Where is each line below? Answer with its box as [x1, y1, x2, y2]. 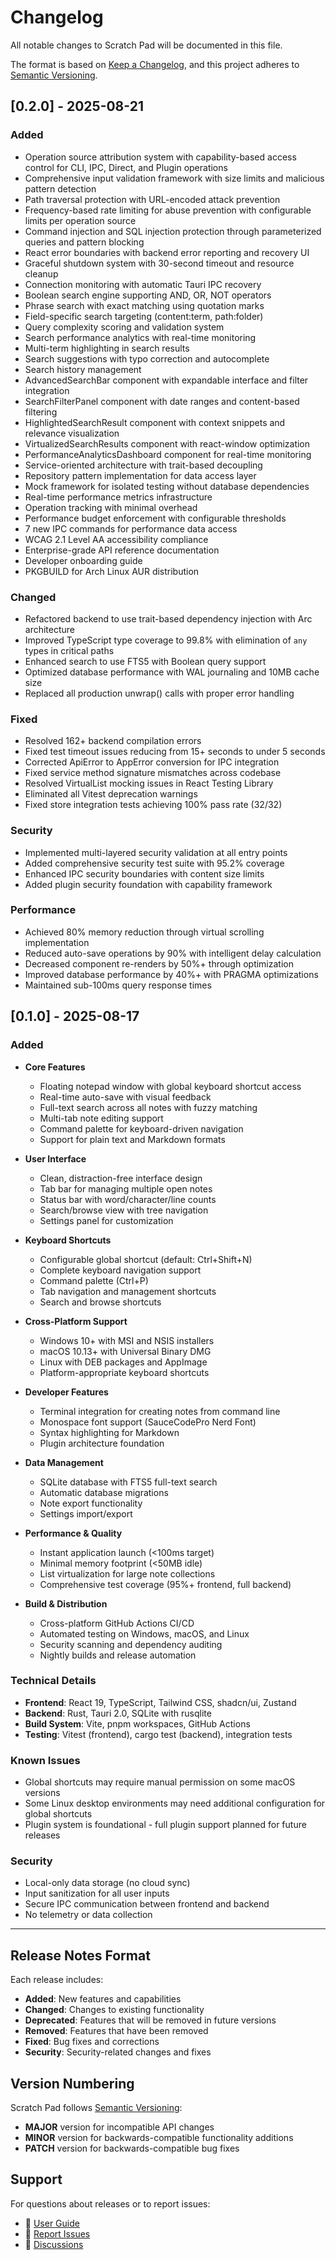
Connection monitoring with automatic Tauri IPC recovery [24, 278, 262, 290]
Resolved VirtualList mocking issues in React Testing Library [24, 777, 274, 790]
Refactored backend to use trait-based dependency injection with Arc [24, 612, 313, 625]
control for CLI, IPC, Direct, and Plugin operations [24, 161, 228, 173]
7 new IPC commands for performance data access [24, 522, 238, 535]
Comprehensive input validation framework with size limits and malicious [24, 172, 325, 184]
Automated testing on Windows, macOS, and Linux [39, 1627, 250, 1640]
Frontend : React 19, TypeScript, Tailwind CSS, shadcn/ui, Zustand [24, 1696, 297, 1708]
